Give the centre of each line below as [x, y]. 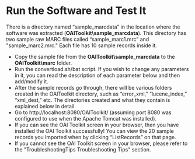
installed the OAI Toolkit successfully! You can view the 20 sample [94, 131]
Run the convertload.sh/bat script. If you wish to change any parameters [102, 69]
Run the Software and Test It [76, 11]
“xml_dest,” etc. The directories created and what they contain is [92, 100]
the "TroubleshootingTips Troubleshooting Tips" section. [83, 149]
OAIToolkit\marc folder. [43, 63]
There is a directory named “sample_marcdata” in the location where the [93, 27]
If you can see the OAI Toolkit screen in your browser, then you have [97, 125]
